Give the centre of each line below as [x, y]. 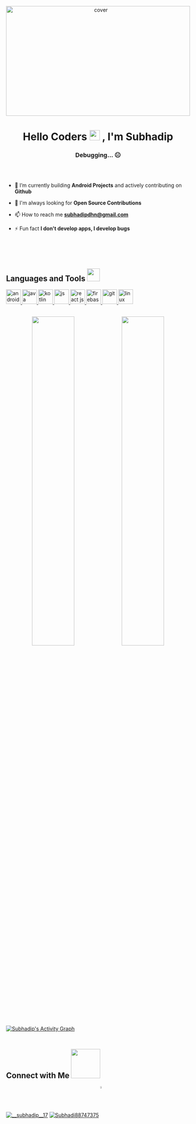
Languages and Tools [46, 279]
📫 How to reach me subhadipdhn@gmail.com [71, 215]
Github [23, 192]
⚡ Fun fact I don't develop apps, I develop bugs [72, 228]
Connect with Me [38, 1075]
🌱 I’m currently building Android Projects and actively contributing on [98, 185]
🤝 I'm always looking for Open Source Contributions [78, 203]
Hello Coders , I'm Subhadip [98, 137]
